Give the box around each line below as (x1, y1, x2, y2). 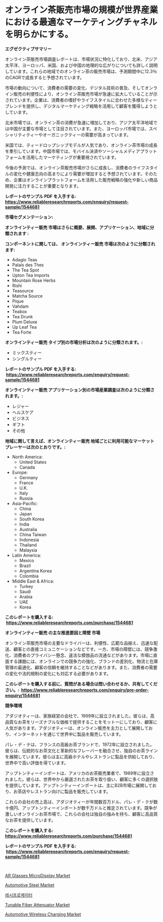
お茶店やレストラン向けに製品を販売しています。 (13, 788, 111, 794)
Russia (19, 495, 33, 501)
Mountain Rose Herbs (12, 277, 56, 283)
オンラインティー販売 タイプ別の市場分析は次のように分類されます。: (5, 339, 143, 345)
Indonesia (19, 537, 39, 543)
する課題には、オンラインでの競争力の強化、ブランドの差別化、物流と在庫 (9, 658, 158, 664)
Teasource (12, 288, 34, 294)
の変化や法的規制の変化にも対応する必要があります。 (5, 670, 111, 676)
